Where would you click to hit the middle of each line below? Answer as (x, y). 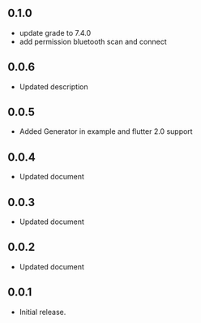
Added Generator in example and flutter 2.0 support (106, 131)
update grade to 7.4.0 (55, 32)
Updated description (53, 86)
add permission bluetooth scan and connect (93, 41)
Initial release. (43, 312)
